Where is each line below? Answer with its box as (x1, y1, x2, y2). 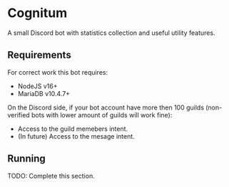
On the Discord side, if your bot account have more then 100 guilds (7, 103, 205, 112)
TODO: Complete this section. (7, 171, 95, 180)
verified (7, 110, 30, 119)
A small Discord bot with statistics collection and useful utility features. (7, 28, 215, 37)
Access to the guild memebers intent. (17, 124, 128, 133)
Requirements (7, 49, 71, 61)
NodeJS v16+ (17, 82, 58, 90)
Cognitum (7, 5, 68, 21)
